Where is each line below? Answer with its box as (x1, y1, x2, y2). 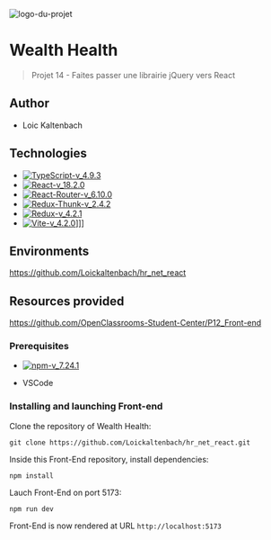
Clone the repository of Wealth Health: (9, 420, 152, 431)
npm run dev (9, 504, 54, 513)
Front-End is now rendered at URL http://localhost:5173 (9, 520, 222, 531)
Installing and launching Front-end (9, 400, 163, 413)
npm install (9, 471, 54, 481)
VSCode (22, 378, 54, 389)
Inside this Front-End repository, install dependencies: (9, 454, 209, 464)
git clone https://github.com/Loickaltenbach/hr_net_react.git (9, 437, 251, 447)
